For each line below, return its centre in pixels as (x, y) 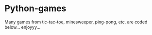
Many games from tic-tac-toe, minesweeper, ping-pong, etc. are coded (76, 22)
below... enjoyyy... (23, 27)
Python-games (35, 9)
